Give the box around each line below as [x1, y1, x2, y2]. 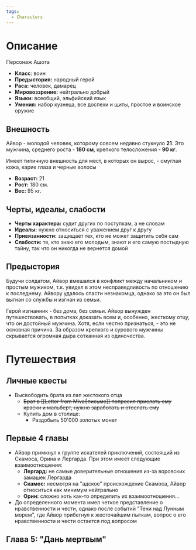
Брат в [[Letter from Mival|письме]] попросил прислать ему [23, 398, 172, 405]
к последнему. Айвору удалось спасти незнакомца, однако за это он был [6, 289, 191, 296]
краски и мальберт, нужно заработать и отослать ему [23, 404, 160, 411]
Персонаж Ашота [6, 59, 50, 66]
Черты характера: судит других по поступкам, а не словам [14, 220, 165, 227]
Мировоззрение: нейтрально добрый [14, 88, 110, 95]
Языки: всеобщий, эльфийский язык [14, 95, 106, 102]
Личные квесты [6, 376, 67, 386]
